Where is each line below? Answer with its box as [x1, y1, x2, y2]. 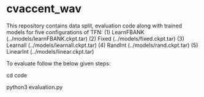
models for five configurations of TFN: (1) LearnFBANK [6, 28, 145, 35]
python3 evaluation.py [6, 83, 63, 90]
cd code [6, 71, 28, 79]
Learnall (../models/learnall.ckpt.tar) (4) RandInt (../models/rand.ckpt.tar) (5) [6, 41, 198, 49]
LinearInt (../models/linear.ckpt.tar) [6, 48, 94, 55]
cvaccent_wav [6, 2, 81, 16]
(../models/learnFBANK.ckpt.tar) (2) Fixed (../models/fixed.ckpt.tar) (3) [6, 35, 185, 42]
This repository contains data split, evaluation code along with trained [6, 22, 183, 29]
